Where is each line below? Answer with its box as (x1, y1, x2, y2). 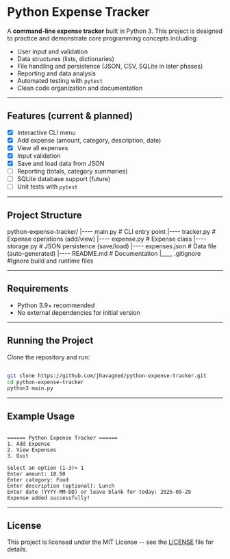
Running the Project (7, 335, 94, 346)
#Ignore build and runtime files (7, 257, 94, 265)
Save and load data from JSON (16, 159, 105, 167)
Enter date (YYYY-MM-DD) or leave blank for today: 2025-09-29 (7, 488, 192, 496)
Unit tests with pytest (16, 182, 78, 191)
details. (7, 545, 28, 553)
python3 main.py (7, 385, 53, 392)
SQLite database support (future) (16, 175, 111, 183)
